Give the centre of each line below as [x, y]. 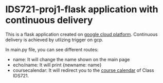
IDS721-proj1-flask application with [82, 9]
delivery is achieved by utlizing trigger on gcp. [55, 40]
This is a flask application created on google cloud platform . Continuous [81, 34]
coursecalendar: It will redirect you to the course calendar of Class [83, 70]
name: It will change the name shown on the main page [71, 59]
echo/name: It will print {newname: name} [57, 65]
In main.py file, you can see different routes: [52, 49]
